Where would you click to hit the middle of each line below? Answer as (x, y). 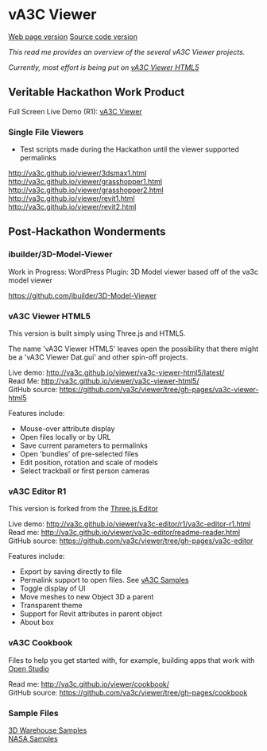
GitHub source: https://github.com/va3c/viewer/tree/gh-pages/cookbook (128, 692)
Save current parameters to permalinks (84, 445)
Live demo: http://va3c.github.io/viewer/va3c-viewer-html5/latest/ (116, 373)
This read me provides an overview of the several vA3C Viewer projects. (127, 52)
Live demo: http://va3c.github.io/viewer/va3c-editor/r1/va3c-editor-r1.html (130, 524)
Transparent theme (51, 606)
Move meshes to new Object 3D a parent (87, 597)
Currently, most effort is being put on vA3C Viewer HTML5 (104, 67)
